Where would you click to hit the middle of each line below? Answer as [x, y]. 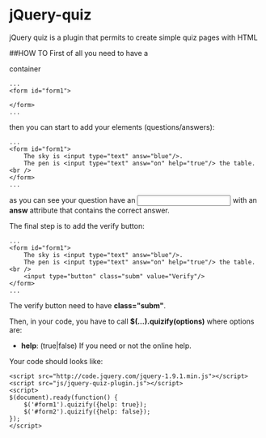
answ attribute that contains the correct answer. [90, 210]
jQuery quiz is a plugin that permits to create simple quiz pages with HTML [133, 37]
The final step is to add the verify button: [77, 225]
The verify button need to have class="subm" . [88, 305]
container [25, 69]
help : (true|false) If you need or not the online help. [106, 346]
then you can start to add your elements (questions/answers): [112, 127]
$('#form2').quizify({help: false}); [87, 411]
